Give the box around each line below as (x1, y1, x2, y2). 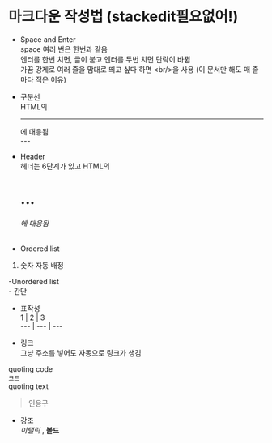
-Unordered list (8, 277, 59, 287)
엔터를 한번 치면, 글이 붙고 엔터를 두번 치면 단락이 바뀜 (19, 54, 191, 64)
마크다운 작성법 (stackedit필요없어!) (8, 7, 239, 26)
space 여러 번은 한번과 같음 (19, 44, 108, 53)
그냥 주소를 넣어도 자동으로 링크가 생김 (19, 348, 142, 358)
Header (19, 151, 46, 161)
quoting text (8, 381, 49, 391)
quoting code (8, 364, 53, 374)
